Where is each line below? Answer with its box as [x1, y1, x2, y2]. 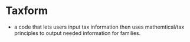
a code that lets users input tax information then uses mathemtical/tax [14, 23, 185, 30]
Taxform [5, 4, 48, 17]
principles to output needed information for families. [14, 29, 141, 36]
